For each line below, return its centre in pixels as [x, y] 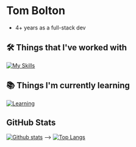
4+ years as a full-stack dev [50, 28]
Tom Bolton [36, 11]
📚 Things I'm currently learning [68, 85]
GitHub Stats [31, 122]
